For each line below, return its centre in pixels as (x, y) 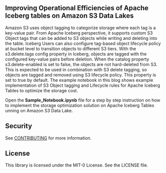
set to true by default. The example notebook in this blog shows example (79, 80)
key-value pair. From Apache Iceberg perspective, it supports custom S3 (79, 33)
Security (19, 126)
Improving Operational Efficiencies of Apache (77, 8)
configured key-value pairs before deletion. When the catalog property (77, 59)
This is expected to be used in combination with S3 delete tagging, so (76, 69)
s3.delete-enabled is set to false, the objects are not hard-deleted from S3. (81, 64)
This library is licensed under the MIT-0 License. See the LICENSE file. (77, 165)
